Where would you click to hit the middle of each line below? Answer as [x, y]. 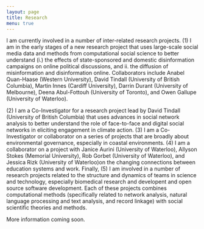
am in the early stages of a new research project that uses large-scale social [102, 47]
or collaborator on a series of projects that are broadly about [113, 136]
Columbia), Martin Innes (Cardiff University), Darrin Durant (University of [97, 86]
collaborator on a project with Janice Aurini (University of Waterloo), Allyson [102, 149]
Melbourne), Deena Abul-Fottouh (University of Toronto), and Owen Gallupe [101, 93]
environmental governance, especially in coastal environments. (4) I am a [98, 143]
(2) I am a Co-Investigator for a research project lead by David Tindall [93, 111]
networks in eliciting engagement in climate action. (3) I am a [83, 130]
